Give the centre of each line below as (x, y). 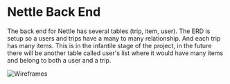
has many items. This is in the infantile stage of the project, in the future (109, 45)
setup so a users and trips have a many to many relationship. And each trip (114, 38)
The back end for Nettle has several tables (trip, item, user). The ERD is (109, 31)
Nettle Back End (54, 12)
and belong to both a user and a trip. (59, 60)
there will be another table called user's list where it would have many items (115, 53)
